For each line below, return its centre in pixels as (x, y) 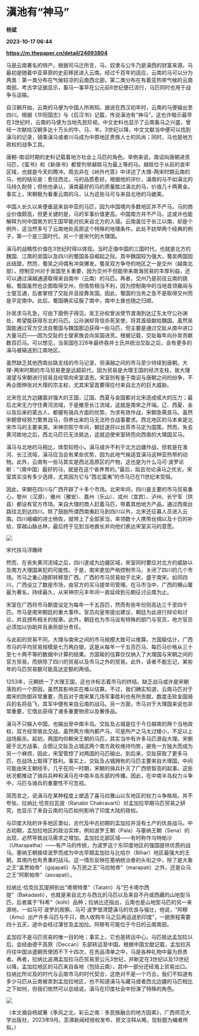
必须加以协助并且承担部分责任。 (45, 627)
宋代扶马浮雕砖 (24, 550)
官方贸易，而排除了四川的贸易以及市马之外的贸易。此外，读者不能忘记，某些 (99, 661)
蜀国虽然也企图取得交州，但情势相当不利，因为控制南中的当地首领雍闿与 (105, 285)
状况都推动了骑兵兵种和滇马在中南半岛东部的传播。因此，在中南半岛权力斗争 (99, 776)
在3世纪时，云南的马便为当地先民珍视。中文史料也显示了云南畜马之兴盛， (96, 122)
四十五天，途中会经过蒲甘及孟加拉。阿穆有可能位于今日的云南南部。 (89, 924)
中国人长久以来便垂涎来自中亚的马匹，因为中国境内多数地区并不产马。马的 (97, 206)
